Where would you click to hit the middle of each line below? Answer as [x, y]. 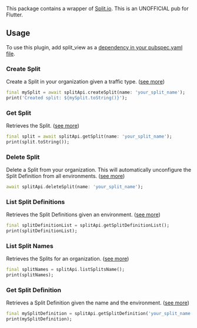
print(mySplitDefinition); [39, 319]
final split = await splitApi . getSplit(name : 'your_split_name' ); [89, 137]
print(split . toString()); [38, 142]
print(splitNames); [30, 275]
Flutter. [15, 15]
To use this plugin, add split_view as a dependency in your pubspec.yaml [94, 47]
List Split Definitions [36, 202]
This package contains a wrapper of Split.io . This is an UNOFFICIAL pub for [98, 9]
